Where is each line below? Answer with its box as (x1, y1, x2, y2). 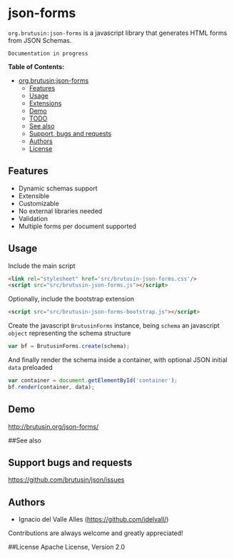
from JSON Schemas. (8, 36, 72, 44)
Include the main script (8, 262, 76, 270)
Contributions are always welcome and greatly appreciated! (8, 529, 184, 537)
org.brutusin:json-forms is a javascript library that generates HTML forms (8, 29, 228, 37)
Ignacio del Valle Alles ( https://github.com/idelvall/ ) (18, 515, 169, 524)
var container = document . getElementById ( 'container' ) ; (8, 377, 178, 384)
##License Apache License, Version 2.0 (8, 543, 126, 552)
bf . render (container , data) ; (8, 383, 95, 391)
